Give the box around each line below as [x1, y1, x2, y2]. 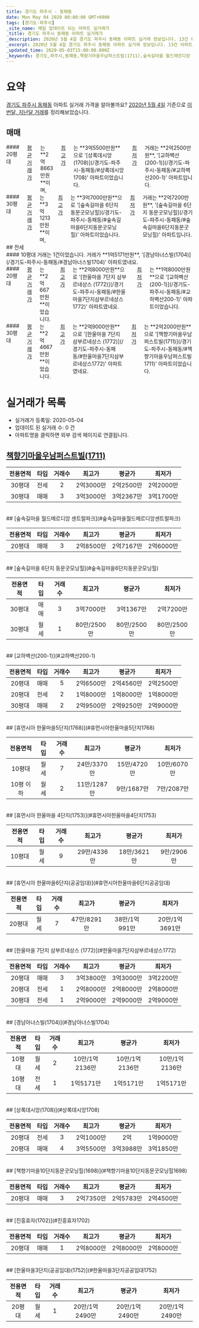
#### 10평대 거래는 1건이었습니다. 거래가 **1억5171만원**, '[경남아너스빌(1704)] [6, 251, 191, 258]
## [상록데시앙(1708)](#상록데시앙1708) [6, 1107, 99, 1114]
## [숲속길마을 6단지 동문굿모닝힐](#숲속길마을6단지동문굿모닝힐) [6, 565, 159, 572]
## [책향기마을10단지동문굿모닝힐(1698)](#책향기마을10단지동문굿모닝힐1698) [6, 1167, 188, 1174]
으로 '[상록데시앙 [73, 152, 113, 159]
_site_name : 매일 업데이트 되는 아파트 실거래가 [6, 25, 110, 31]
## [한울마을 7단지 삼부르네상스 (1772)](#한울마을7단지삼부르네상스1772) [6, 947, 176, 954]
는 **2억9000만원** [72, 323, 120, 330]
